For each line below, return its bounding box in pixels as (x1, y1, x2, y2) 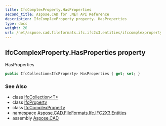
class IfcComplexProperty (12, 104, 65, 110)
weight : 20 (5, 26, 28, 31)
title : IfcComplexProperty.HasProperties (5, 7, 92, 12)
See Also (5, 83, 27, 89)
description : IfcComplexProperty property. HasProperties (5, 16, 127, 21)
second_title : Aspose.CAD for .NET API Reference (5, 12, 110, 17)
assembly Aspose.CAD (12, 115, 59, 121)
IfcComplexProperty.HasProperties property (5, 48, 146, 57)
